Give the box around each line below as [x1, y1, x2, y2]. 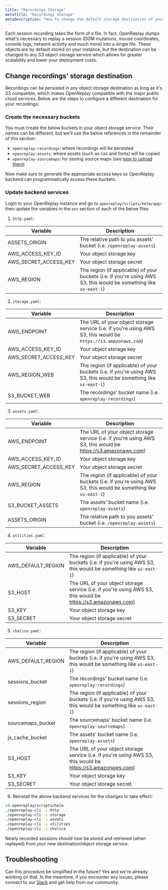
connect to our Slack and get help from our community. [5, 879, 119, 885]
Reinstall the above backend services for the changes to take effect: [12, 793, 153, 799]
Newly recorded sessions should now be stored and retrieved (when [5, 835, 146, 841]
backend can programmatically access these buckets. [5, 176, 116, 182]
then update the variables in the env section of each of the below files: [5, 205, 150, 211]
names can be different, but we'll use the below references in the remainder [5, 130, 161, 136]
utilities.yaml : [12, 532, 46, 538]
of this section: [5, 136, 36, 142]
